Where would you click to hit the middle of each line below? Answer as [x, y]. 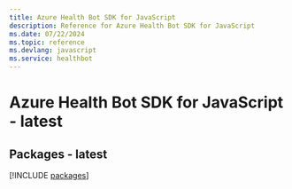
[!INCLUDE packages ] [49, 175]
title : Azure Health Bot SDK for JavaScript [92, 17]
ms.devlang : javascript [53, 51]
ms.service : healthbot [51, 59]
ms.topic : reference [47, 42]
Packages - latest [58, 154]
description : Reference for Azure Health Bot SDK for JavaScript [132, 26]
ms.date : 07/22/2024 [47, 34]
